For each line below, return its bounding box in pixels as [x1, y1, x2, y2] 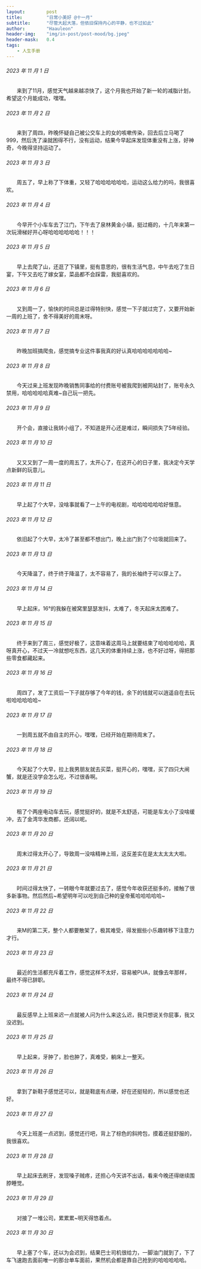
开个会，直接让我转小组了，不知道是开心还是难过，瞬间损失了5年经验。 [17, 424, 193, 431]
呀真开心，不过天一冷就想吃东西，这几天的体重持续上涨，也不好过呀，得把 [6, 647, 190, 654]
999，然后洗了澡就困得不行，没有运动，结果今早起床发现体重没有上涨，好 [6, 136, 190, 144]
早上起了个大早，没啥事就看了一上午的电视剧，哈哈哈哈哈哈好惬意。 [17, 501, 184, 508]
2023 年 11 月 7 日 [6, 327, 50, 335]
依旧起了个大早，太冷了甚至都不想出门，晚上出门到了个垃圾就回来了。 [17, 535, 190, 543]
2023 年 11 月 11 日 [6, 481, 51, 488]
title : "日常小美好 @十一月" [6, 14, 93, 20]
